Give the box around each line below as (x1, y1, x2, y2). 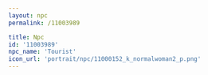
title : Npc (8, 33, 45, 41)
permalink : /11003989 (8, 19, 80, 27)
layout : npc (8, 11, 48, 20)
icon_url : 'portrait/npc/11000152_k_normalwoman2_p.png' (8, 55, 202, 63)
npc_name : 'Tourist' (8, 48, 77, 56)
